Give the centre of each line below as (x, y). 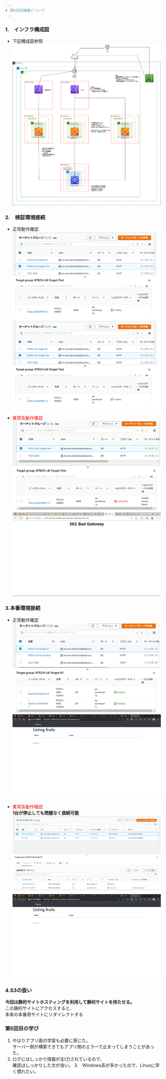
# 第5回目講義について (25, 10)
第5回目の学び (22, 1028)
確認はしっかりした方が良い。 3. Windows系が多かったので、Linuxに (84, 1065)
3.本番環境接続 (23, 608)
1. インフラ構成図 (27, 29)
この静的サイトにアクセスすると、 (40, 1008)
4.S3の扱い (19, 991)
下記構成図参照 (27, 41)
